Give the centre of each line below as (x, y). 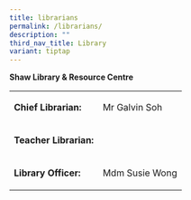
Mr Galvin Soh (132, 108)
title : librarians (44, 18)
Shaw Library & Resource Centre (71, 77)
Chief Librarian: (48, 108)
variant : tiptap (40, 52)
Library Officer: (47, 173)
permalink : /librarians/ (56, 26)
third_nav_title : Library (58, 43)
